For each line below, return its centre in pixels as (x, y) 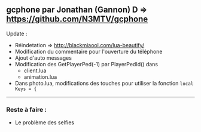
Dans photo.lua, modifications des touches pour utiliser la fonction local (104, 83)
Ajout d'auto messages (43, 58)
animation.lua (40, 76)
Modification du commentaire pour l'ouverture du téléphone (89, 51)
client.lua (35, 70)
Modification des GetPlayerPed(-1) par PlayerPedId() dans (86, 64)
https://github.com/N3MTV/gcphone (77, 19)
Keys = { (26, 89)
